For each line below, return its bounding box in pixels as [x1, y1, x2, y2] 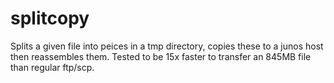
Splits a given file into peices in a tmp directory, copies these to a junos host [10, 40, 324, 52]
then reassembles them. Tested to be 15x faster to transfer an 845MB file [10, 50, 312, 62]
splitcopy [10, 7, 90, 30]
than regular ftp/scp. [10, 61, 95, 73]
